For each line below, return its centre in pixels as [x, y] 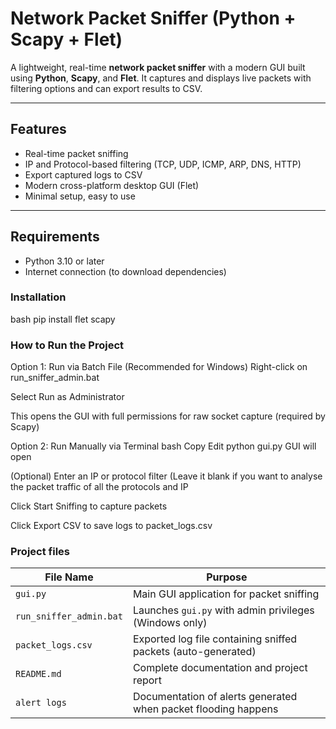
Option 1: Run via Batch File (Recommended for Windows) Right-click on [159, 367]
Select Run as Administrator [67, 397]
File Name [69, 577]
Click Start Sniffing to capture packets [89, 506]
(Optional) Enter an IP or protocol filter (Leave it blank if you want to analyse [166, 476]
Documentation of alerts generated [215, 697]
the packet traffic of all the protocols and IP [99, 487]
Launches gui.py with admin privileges [223, 610]
